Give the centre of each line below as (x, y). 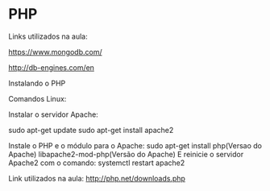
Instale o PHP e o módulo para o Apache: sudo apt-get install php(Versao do (135, 145)
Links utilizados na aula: (48, 36)
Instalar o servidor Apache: (53, 114)
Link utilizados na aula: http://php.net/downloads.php (97, 178)
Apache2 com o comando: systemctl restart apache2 (97, 163)
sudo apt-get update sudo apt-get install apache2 (91, 130)
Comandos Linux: (37, 98)
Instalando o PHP (37, 83)
